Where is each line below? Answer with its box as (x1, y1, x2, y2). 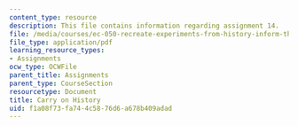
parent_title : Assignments (9, 71, 109, 80)
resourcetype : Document (9, 87, 98, 96)
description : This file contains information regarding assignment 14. (9, 21, 279, 30)
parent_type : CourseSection (9, 79, 114, 88)
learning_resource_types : (9, 46, 105, 55)
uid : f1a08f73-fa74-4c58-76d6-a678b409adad (9, 104, 173, 113)
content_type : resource (9, 12, 98, 22)
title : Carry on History (9, 95, 101, 105)
